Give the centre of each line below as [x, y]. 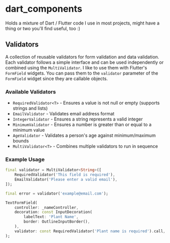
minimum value [29, 130]
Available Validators [31, 91]
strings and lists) [30, 108]
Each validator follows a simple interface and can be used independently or [84, 62]
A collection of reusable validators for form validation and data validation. [82, 57]
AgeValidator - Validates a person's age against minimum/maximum [84, 135]
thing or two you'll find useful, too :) [43, 28]
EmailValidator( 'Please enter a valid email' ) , [66, 180]
